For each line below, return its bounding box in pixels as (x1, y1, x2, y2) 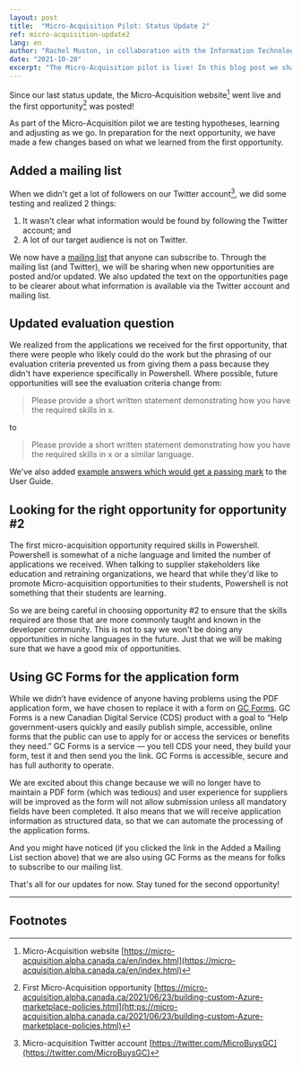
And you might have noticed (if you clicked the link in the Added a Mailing (9, 842, 281, 853)
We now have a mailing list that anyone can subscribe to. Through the (9, 251, 267, 262)
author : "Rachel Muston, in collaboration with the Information (9, 47, 254, 56)
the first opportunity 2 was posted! (9, 99, 134, 111)
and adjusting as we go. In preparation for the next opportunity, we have (9, 128, 276, 138)
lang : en (9, 38, 42, 48)
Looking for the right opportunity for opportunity (9, 502, 288, 517)
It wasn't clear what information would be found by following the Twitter (21, 215, 288, 225)
